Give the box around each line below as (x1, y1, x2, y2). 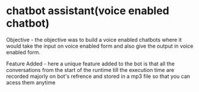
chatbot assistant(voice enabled (6, 4, 169, 18)
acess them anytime (6, 78, 56, 86)
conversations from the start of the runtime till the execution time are (6, 66, 175, 73)
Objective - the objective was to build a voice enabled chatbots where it (6, 36, 182, 43)
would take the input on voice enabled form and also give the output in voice (6, 42, 194, 50)
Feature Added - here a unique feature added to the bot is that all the (6, 60, 175, 67)
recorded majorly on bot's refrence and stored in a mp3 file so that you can (6, 73, 191, 80)
